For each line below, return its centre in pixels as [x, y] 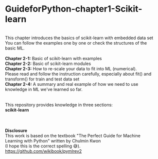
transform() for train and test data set [42, 79]
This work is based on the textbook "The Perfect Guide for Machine [73, 135]
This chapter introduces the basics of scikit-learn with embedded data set [79, 38]
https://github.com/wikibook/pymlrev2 [44, 151]
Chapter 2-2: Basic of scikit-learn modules [48, 64]
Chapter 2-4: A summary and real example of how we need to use [72, 84]
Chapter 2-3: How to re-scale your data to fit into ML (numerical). [71, 68]
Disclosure [16, 130]
